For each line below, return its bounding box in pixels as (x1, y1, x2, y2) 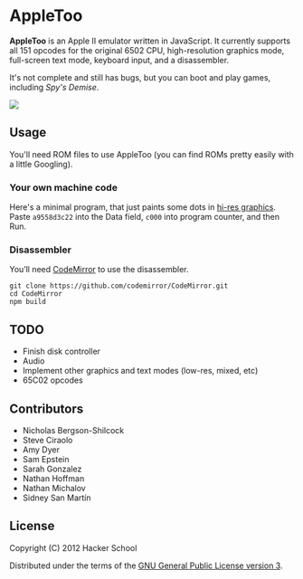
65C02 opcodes (22, 375, 83, 385)
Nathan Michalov (22, 482, 86, 493)
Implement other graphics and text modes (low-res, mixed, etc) (22, 365, 259, 376)
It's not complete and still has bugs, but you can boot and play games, (9, 71, 271, 82)
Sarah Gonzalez (22, 463, 82, 474)
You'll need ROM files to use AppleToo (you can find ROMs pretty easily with (9, 148, 294, 159)
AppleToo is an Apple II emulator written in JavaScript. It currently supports (9, 35, 291, 46)
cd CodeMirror (9, 289, 63, 299)
